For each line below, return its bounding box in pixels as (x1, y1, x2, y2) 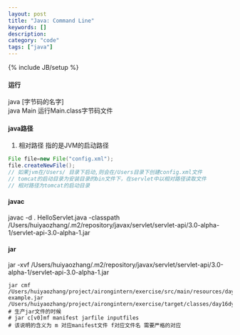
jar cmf (8, 282, 31, 289)
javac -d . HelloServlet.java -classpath (8, 213, 120, 222)
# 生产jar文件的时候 (8, 308, 62, 316)
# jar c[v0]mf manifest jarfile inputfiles (8, 314, 140, 321)
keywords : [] (8, 24, 47, 31)
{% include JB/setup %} (8, 63, 79, 71)
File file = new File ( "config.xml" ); (8, 155, 114, 163)
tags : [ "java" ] (8, 43, 53, 51)
